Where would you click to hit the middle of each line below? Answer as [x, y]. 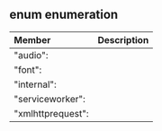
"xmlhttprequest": [51, 113]
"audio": [31, 55]
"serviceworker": [49, 99]
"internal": [35, 84]
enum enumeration [64, 15]
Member [32, 39]
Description [123, 39]
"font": [28, 69]
